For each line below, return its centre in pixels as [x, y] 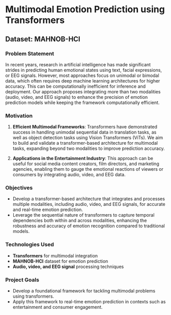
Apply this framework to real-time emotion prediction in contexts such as [89, 302]
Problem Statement [30, 54]
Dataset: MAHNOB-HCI [43, 39]
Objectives [19, 188]
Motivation [19, 116]
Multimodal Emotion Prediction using [85, 9]
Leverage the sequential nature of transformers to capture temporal [83, 215]
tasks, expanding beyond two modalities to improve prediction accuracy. [89, 148]
